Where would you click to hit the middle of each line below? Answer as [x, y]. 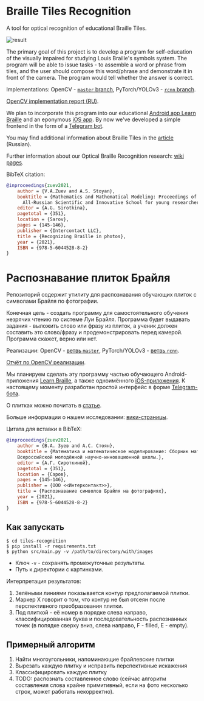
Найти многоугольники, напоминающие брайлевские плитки [94, 660]
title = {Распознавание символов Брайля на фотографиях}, [92, 491]
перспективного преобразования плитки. [69, 606]
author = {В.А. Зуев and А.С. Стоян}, [66, 446]
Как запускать [36, 527]
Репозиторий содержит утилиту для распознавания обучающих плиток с [102, 295]
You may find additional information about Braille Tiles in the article [90, 138]
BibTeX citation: [26, 174]
